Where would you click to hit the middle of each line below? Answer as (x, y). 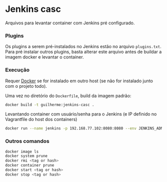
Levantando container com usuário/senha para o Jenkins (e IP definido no (81, 114)
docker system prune (27, 156)
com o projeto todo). (26, 86)
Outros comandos (27, 141)
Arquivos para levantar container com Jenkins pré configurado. (70, 23)
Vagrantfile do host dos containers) (41, 120)
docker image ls (22, 152)
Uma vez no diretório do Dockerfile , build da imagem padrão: (68, 96)
